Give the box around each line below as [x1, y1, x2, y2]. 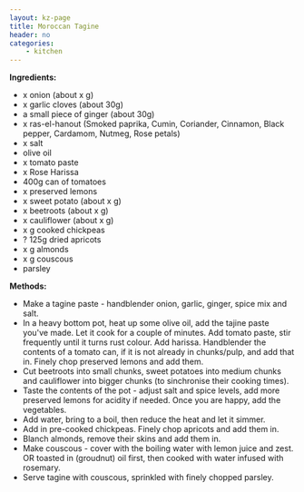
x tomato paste [22, 157, 79, 168]
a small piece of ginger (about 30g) [22, 109, 155, 120]
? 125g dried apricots [22, 234, 102, 245]
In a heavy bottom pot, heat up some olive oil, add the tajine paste [22, 318, 270, 329]
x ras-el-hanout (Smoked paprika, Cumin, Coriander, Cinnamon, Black [22, 119, 285, 130]
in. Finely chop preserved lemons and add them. [22, 356, 204, 368]
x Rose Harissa [22, 167, 79, 178]
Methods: [9, 280, 47, 291]
